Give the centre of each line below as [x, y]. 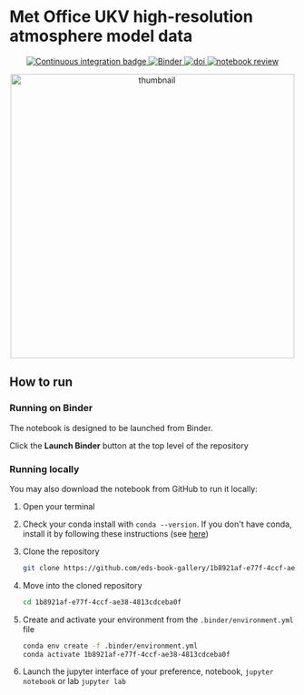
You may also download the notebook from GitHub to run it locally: [134, 489]
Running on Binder [51, 408]
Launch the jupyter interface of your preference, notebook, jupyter [148, 671]
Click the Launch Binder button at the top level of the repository [129, 445]
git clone [41, 568]
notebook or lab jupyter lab [74, 681]
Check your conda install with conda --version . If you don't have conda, [157, 524]
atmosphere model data [101, 36]
